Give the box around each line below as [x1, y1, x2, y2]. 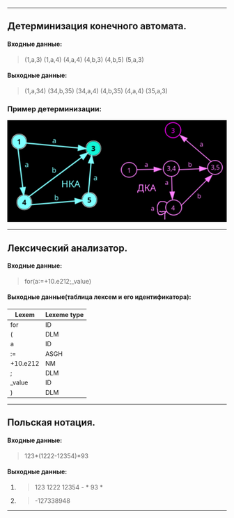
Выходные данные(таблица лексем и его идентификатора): [7, 293, 192, 301]
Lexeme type [45, 310, 84, 318]
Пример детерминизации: [7, 104, 102, 113]
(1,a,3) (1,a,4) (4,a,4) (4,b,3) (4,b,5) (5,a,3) [24, 55, 144, 63]
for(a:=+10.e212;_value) [24, 277, 92, 285]
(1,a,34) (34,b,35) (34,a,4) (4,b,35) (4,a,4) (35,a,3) [24, 86, 169, 95]
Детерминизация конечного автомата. [7, 20, 187, 32]
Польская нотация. [7, 416, 96, 428]
